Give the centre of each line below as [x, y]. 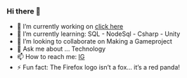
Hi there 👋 [24, 11]
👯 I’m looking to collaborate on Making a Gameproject [95, 41]
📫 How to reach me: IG [51, 57]
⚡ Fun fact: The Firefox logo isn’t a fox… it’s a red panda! [98, 67]
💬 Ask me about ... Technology [61, 49]
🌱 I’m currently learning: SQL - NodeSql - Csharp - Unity [98, 34]
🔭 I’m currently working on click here [70, 27]
